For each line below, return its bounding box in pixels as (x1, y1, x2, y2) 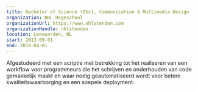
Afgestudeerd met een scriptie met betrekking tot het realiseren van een (6, 59, 188, 67)
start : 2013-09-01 (6, 37, 53, 43)
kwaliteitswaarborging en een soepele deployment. (6, 78, 135, 85)
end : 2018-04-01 (6, 43, 48, 49)
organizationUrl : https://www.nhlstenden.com (6, 20, 124, 26)
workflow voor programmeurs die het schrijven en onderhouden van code (6, 65, 192, 73)
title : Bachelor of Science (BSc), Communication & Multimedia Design (6, 8, 189, 15)
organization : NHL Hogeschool (6, 15, 83, 21)
